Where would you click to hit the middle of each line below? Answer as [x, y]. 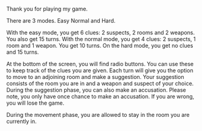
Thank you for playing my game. [47, 9]
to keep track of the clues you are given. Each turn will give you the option [100, 70]
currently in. [21, 121]
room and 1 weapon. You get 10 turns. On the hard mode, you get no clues [100, 46]
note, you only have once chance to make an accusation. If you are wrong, [100, 96]
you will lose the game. [35, 103]
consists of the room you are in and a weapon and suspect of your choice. [100, 83]
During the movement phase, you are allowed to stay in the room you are [98, 115]
